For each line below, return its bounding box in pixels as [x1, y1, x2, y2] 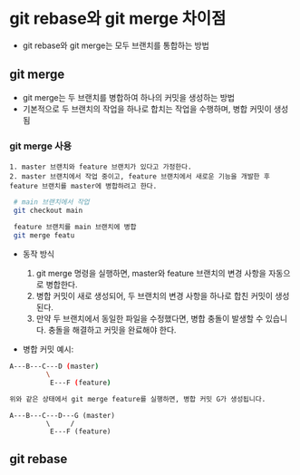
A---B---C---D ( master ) [9, 362, 100, 371]
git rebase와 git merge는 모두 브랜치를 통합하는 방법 [22, 40, 210, 51]
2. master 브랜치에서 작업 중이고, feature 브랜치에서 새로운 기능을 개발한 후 [9, 172, 270, 181]
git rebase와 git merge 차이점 [9, 8, 227, 29]
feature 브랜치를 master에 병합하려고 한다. [9, 182, 158, 191]
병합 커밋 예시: [22, 344, 74, 354]
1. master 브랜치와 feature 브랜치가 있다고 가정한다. [9, 162, 192, 172]
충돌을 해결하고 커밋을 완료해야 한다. [48, 324, 177, 335]
